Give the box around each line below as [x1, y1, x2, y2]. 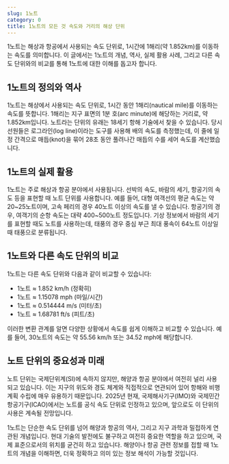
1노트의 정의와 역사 [7, 82, 82, 93]
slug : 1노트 [7, 10, 39, 17]
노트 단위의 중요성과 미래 [7, 355, 105, 367]
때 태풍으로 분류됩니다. [7, 228, 68, 236]
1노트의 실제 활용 [7, 166, 74, 178]
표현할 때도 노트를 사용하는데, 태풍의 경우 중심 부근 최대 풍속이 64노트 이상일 [14, 220, 219, 228]
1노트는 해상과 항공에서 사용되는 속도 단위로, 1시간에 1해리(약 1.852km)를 [7, 42, 201, 51]
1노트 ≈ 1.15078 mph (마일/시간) [16, 293, 103, 301]
